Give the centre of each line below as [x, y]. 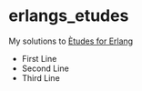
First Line [39, 58]
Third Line [41, 77]
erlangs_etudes [69, 16]
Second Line [45, 68]
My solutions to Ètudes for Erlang [71, 41]
